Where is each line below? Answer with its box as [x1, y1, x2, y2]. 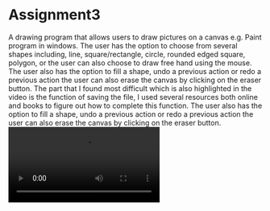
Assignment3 [8, 6, 101, 24]
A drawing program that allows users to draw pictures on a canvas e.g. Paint [8, 32, 262, 42]
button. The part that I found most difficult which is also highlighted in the [8, 83, 252, 93]
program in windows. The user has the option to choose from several [8, 40, 238, 50]
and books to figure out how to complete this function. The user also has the [8, 101, 263, 110]
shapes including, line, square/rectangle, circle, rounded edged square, [8, 49, 246, 59]
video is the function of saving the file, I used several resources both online [8, 92, 258, 101]
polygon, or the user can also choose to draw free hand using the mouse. [8, 58, 252, 68]
